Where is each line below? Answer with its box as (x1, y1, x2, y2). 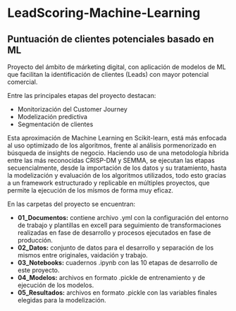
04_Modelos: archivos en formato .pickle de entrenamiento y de (17, 274, 206, 281)
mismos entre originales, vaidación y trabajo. (17, 251, 148, 259)
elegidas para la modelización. (17, 296, 106, 304)
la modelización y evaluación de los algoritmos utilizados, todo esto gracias (7, 171, 227, 179)
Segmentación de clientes (17, 120, 94, 128)
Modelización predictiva (17, 113, 88, 121)
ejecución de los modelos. (17, 281, 94, 289)
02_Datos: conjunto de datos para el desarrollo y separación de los (17, 243, 214, 252)
